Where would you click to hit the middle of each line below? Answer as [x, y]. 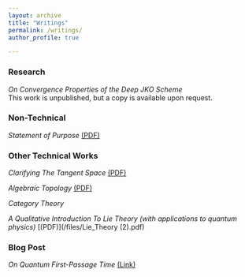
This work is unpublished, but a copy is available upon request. [110, 97]
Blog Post [27, 248]
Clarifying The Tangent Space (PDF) [67, 173]
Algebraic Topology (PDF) [50, 188]
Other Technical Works [53, 155]
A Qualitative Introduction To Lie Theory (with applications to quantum [123, 219]
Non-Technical [37, 118]
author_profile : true [44, 37]
